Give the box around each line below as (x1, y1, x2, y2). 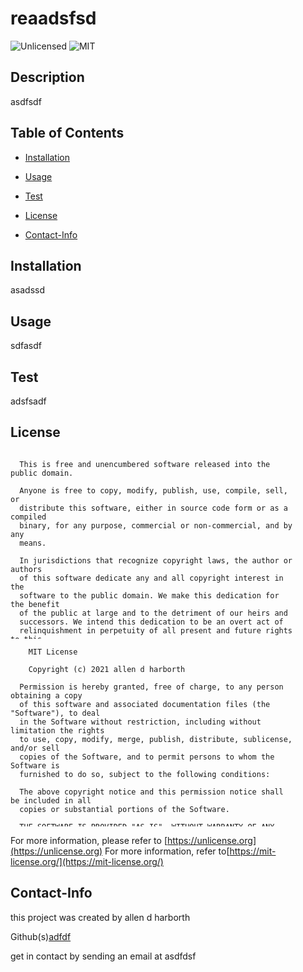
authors (10, 564, 43, 574)
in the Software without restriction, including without (19, 717, 262, 727)
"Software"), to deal (10, 708, 101, 718)
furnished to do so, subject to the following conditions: (19, 769, 271, 779)
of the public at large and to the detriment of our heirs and (19, 608, 288, 618)
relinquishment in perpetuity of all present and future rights (19, 625, 293, 636)
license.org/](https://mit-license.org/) (10, 855, 164, 867)
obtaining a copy (10, 690, 83, 701)
